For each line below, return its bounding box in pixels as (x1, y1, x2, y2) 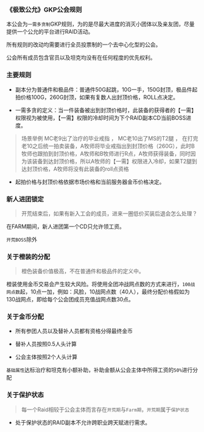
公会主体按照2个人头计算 (15, 353, 78, 361)
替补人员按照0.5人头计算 (15, 340, 77, 348)
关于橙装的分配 (6, 252, 51, 261)
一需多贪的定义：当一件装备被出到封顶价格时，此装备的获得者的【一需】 (15, 106, 197, 113)
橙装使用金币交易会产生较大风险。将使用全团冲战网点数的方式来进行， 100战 (6, 281, 195, 288)
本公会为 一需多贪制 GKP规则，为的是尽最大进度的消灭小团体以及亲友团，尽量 (6, 20, 195, 28)
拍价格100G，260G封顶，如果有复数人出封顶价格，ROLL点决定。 (15, 93, 178, 101)
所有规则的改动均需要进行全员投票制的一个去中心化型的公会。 (6, 41, 161, 48)
